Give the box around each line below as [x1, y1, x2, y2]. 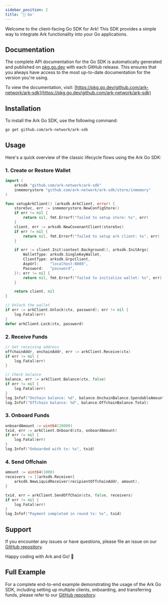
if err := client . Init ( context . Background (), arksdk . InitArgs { [14, 247, 149, 253]
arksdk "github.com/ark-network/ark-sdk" [14, 183, 101, 188]
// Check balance [5, 372, 41, 377]
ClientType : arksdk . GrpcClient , [23, 257, 91, 262]
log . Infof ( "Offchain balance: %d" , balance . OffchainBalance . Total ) [5, 400, 149, 405]
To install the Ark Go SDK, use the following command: [5, 118, 118, 124]
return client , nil [14, 289, 55, 294]
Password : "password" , [23, 266, 75, 271]
